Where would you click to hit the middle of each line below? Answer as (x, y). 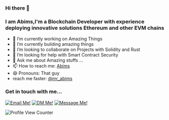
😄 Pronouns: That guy (36, 73)
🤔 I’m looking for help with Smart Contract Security (65, 55)
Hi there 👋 (18, 8)
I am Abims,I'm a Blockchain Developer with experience (75, 21)
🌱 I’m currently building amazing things (53, 44)
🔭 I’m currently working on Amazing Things (57, 39)
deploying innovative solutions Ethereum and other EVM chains (85, 28)
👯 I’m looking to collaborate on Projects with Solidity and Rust (76, 49)
